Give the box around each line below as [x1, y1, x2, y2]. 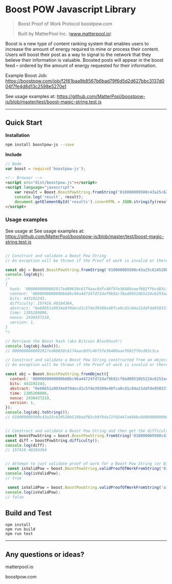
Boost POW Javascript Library [5, 4, 136, 15]
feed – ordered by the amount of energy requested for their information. [5, 62, 157, 68]
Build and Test [5, 508, 52, 517]
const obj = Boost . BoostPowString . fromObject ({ [5, 372, 109, 377]
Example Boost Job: [5, 72, 48, 78]
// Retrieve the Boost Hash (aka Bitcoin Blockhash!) [5, 338, 123, 344]
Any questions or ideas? [5, 550, 84, 559]
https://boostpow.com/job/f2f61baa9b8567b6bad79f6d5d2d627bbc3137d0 [5, 78, 165, 84]
